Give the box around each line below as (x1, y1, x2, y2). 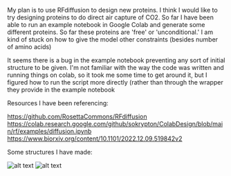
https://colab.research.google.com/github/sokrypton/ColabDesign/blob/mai (7, 120, 223, 127)
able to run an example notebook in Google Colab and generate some (7, 21, 205, 28)
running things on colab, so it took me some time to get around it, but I (7, 71, 207, 79)
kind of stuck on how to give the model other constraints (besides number (7, 35, 219, 44)
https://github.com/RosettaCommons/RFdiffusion (7, 112, 147, 121)
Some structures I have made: (7, 148, 93, 156)
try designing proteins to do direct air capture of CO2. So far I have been (7, 13, 214, 21)
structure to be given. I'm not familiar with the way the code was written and (7, 64, 225, 71)
